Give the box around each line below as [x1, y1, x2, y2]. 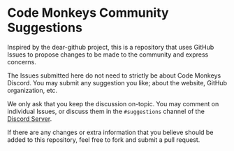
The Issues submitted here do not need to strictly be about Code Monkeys [7, 71, 221, 80]
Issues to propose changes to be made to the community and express [7, 50, 209, 59]
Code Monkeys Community [7, 5, 169, 21]
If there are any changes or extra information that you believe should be [7, 128, 214, 136]
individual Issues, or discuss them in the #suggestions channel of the [7, 107, 205, 115]
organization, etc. [7, 86, 58, 94]
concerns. [7, 57, 37, 66]
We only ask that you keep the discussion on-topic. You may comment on [7, 99, 219, 108]
